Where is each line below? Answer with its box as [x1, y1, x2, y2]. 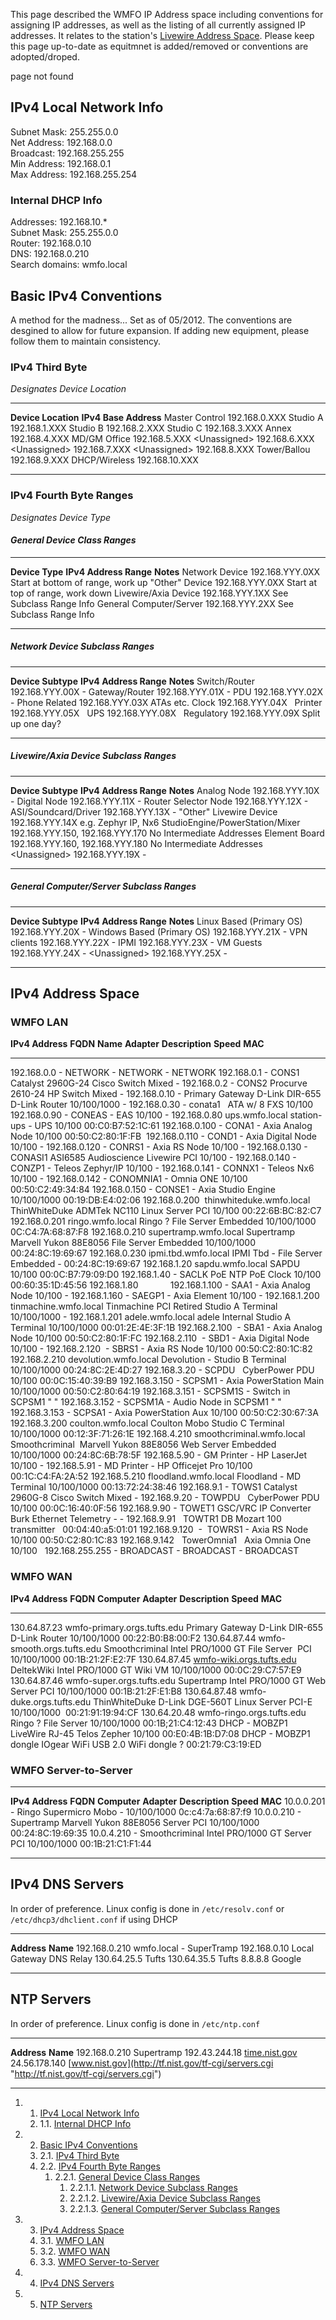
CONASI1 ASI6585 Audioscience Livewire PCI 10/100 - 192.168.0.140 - [10, 1152, 297, 1164]
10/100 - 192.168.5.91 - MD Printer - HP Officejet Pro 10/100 [10, 1460, 253, 1472]
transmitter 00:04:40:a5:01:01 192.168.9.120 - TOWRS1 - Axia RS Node [10, 1524, 309, 1536]
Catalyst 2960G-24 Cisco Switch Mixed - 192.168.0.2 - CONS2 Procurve [10, 1077, 308, 1089]
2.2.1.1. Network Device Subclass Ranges [69, 2181, 238, 2193]
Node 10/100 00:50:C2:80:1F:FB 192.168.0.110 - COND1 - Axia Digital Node [10, 1130, 318, 1143]
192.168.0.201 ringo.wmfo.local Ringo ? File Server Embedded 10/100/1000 [10, 1215, 317, 1228]
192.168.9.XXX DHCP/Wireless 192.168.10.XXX [10, 454, 199, 466]
